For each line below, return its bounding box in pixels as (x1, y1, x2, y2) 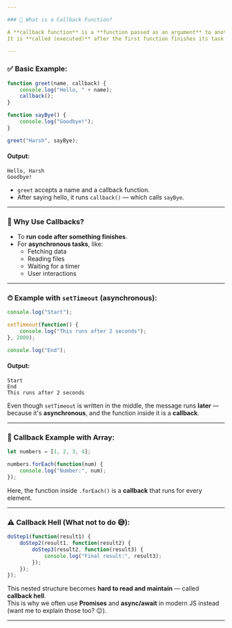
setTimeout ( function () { (7, 322, 79, 329)
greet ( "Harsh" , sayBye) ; (7, 137, 79, 144)
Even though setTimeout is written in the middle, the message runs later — (7, 401, 220, 410)
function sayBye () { (7, 112, 67, 119)
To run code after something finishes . (17, 233, 128, 241)
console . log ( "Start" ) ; (7, 309, 72, 316)
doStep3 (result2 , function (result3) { (32, 546, 144, 553)
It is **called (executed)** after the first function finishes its (7, 35, 209, 42)
